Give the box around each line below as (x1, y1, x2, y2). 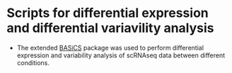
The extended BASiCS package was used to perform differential (16, 43, 204, 52)
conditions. (16, 58, 50, 67)
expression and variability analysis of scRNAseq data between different (16, 51, 226, 60)
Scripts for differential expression (6, 5, 209, 21)
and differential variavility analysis (6, 20, 214, 36)
